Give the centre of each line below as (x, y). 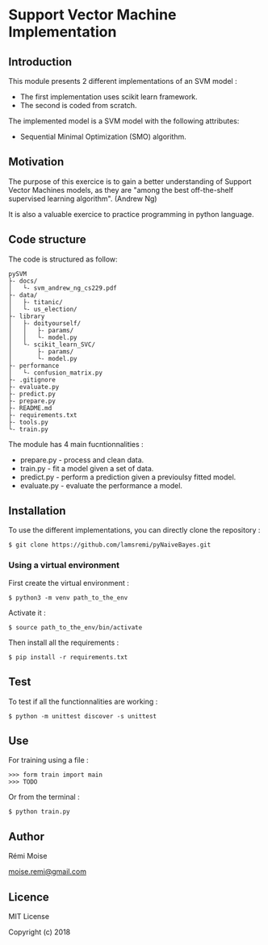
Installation (37, 511)
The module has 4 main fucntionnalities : (76, 444)
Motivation (36, 162)
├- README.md (30, 408)
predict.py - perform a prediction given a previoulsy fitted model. (128, 477)
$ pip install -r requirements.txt (68, 657)
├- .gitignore (32, 380)
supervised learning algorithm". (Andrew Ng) (83, 199)
